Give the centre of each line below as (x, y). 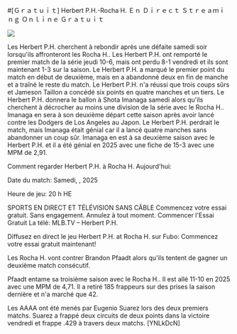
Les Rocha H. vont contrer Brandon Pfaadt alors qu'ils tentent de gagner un (117, 258)
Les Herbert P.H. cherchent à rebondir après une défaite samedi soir (108, 47)
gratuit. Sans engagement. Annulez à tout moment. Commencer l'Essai (111, 215)
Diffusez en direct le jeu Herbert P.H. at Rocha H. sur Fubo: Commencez (113, 236)
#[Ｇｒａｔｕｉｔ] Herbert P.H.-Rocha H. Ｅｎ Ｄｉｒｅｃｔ (94, 10)
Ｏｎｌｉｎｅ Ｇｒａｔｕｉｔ (62, 19)
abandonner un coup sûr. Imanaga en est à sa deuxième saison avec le (111, 138)
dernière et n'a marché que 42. (53, 294)
